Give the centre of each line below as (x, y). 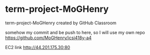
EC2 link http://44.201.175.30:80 (38, 47)
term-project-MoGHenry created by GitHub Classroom (61, 23)
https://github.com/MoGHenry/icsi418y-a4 (48, 38)
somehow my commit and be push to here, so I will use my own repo (75, 32)
